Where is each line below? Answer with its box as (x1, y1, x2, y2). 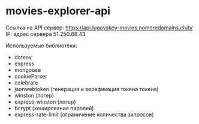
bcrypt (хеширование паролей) (14, 104, 94, 111)
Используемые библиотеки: (5, 42, 77, 49)
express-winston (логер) (14, 98, 76, 105)
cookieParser (14, 72, 47, 80)
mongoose (14, 66, 41, 73)
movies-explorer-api (5, 4, 111, 18)
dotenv (14, 53, 32, 61)
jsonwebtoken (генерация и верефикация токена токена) (14, 85, 159, 92)
